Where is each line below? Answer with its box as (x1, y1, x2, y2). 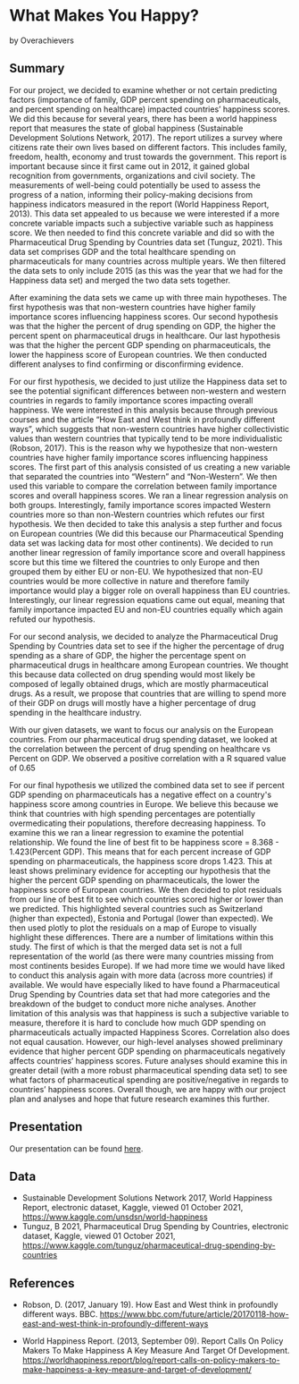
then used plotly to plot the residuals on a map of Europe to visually (9, 922, 257, 933)
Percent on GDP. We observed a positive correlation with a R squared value (9, 752, 287, 763)
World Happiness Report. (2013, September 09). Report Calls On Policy (21, 1336, 284, 1346)
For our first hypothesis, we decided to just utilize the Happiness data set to (9, 376, 287, 386)
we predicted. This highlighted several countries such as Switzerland (9, 903, 263, 913)
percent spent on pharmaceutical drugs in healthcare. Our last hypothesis (9, 330, 281, 341)
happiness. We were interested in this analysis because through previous (9, 404, 278, 415)
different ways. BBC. (21, 1309, 98, 1320)
